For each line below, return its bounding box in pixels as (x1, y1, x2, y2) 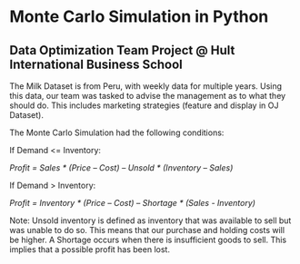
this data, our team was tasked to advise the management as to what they (9, 91, 286, 101)
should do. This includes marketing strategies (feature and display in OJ (9, 100, 279, 111)
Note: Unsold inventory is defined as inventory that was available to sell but (9, 215, 292, 226)
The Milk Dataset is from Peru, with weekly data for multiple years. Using (9, 81, 283, 92)
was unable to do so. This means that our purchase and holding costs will (9, 225, 285, 235)
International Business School (9, 56, 184, 72)
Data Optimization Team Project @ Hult (9, 43, 235, 58)
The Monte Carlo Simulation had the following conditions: (9, 127, 225, 138)
